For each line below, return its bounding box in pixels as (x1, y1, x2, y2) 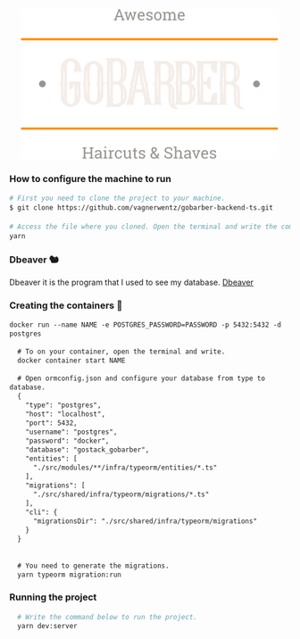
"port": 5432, (25, 419, 78, 427)
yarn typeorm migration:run (17, 570, 122, 579)
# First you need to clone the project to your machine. (9, 194, 226, 203)
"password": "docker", (25, 436, 110, 445)
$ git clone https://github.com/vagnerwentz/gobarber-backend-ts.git (9, 203, 274, 212)
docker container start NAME (17, 356, 126, 365)
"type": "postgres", (25, 401, 102, 410)
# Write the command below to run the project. (17, 612, 198, 621)
